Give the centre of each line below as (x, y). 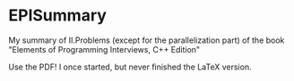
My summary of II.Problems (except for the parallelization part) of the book (147, 40)
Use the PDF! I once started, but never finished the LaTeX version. (130, 67)
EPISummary (57, 16)
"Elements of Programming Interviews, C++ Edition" (104, 49)
